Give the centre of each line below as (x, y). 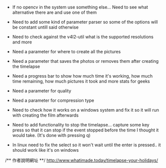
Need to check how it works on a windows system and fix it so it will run (86, 110)
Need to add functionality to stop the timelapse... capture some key (81, 125)
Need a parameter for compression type (53, 100)
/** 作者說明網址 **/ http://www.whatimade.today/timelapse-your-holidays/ (82, 160)
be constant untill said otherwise (45, 27)
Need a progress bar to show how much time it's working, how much (83, 76)
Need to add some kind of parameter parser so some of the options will (85, 22)
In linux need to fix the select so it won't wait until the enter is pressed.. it (86, 145)
